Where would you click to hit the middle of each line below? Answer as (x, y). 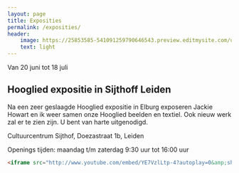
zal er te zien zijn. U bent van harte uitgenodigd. (78, 122)
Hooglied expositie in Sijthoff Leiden (89, 90)
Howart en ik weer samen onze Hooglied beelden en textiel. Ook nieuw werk (119, 114)
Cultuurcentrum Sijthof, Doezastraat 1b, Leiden (76, 135)
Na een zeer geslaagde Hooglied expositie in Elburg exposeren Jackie (110, 107)
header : (19, 34)
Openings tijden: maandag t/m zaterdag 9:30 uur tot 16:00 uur (98, 150)
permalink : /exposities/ (44, 27)
